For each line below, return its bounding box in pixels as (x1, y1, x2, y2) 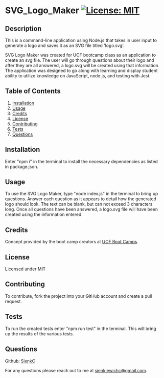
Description (5, 24, 42, 33)
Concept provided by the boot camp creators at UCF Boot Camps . (5, 239, 139, 245)
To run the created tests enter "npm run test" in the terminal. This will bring (5, 326, 157, 331)
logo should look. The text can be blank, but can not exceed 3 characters (5, 201, 153, 207)
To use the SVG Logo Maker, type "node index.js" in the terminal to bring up (5, 191, 158, 197)
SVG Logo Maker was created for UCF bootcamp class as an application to (5, 52, 156, 58)
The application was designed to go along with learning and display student (5, 68, 158, 73)
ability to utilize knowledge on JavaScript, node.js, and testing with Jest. (5, 73, 151, 78)
